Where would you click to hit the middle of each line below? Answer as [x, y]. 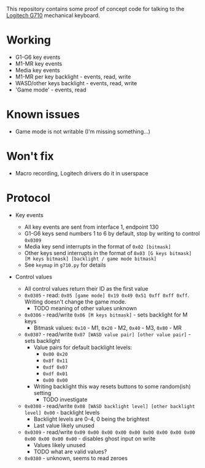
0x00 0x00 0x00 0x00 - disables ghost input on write [90, 439]
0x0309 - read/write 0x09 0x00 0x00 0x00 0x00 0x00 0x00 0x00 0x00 [110, 432]
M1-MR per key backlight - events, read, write [73, 77]
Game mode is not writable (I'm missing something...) [83, 131]
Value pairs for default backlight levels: [83, 347]
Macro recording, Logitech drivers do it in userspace [82, 173]
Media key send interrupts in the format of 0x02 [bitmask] [98, 246]
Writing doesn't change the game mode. [75, 301]
